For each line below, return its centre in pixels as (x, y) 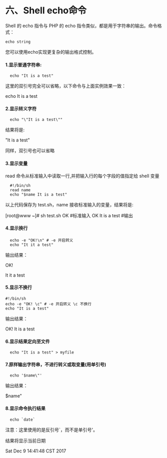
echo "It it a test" (32, 245)
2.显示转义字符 (21, 109)
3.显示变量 (17, 163)
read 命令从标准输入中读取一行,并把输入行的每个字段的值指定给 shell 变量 (82, 176)
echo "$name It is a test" (39, 194)
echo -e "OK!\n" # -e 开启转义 (42, 240)
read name (20, 190)
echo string (18, 41)
